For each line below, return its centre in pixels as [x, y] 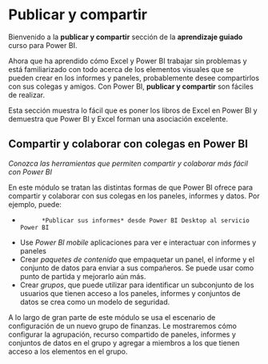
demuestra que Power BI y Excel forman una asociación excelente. [118, 118]
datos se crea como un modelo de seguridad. [95, 302]
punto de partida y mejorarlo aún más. [83, 276]
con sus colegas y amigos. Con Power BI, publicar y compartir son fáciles [131, 86]
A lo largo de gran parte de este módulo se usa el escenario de [112, 317]
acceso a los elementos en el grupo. [68, 351]
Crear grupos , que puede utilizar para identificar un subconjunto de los [137, 285]
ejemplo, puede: [35, 204]
